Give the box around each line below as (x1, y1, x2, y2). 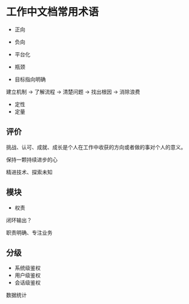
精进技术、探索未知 (6, 168, 53, 175)
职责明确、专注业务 (6, 229, 53, 236)
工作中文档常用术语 (6, 5, 99, 19)
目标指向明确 (14, 76, 46, 83)
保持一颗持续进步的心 (6, 156, 58, 163)
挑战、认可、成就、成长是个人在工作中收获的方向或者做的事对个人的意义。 (6, 143, 186, 150)
